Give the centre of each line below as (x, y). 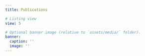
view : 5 (13, 23)
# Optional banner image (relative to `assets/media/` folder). (73, 32)
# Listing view (21, 19)
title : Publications (27, 10)
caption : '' (22, 42)
